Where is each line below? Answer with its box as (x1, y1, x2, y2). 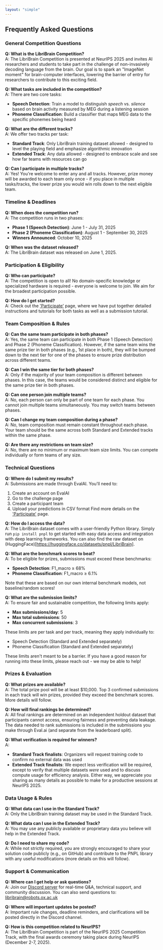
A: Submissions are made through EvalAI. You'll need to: (5, 480, 118, 486)
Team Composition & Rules (5, 320, 70, 327)
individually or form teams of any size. (5, 452, 82, 458)
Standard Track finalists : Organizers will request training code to (12, 751, 144, 757)
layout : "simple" (5, 7, 40, 12)
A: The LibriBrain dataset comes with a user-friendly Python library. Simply (5, 525, 155, 531)
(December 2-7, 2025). (5, 939, 51, 945)
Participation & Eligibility (5, 262, 65, 268)
